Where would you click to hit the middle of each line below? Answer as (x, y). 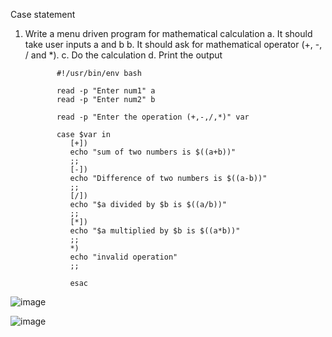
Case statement (43, 14)
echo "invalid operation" (123, 257)
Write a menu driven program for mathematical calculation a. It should (168, 33)
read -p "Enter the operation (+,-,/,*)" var (153, 117)
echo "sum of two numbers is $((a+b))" (153, 152)
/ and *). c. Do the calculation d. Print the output (123, 55)
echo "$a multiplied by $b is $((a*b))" (155, 231)
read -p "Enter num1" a (106, 91)
